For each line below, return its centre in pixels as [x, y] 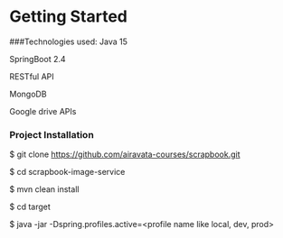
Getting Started [69, 17]
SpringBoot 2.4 [38, 59]
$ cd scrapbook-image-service [67, 172]
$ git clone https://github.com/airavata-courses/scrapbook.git [125, 154]
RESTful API [32, 76]
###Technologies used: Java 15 [69, 41]
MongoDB [28, 94]
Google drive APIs [43, 111]
